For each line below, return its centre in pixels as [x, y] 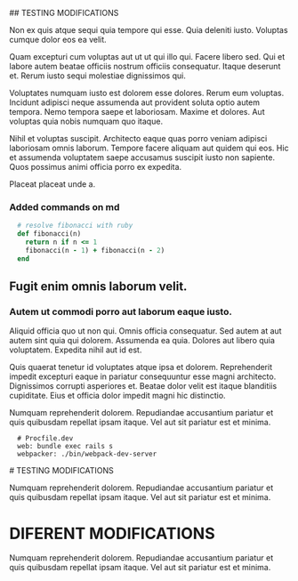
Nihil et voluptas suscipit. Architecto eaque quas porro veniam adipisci [138, 138]
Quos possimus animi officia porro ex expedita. [96, 167]
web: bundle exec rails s [65, 447]
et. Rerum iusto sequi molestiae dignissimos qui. [98, 76]
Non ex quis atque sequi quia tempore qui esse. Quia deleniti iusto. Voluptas [149, 30]
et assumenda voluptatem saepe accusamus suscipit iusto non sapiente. [142, 157]
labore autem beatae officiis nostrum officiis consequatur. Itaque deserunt [145, 66]
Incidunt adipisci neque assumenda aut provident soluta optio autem [135, 102]
